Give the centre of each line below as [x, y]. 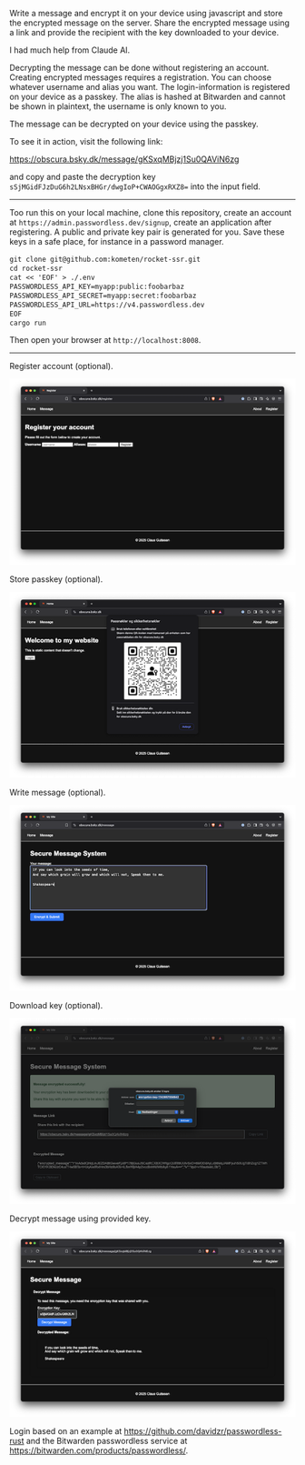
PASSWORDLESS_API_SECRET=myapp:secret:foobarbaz [103, 296]
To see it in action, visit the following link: [86, 141]
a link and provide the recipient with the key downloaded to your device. [144, 32]
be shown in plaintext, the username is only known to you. [118, 106]
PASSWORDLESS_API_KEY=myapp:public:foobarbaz [97, 286]
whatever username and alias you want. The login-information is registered [150, 87]
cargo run [28, 323]
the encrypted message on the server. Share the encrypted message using [150, 23]
